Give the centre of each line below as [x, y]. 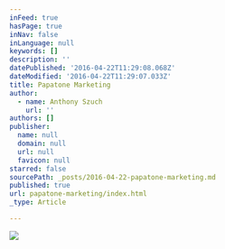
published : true [40, 186]
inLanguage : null [42, 43]
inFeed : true [34, 18]
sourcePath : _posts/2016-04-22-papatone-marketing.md [113, 177]
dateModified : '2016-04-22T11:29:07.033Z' [90, 77]
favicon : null [44, 160]
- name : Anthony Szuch [60, 101]
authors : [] [32, 118]
